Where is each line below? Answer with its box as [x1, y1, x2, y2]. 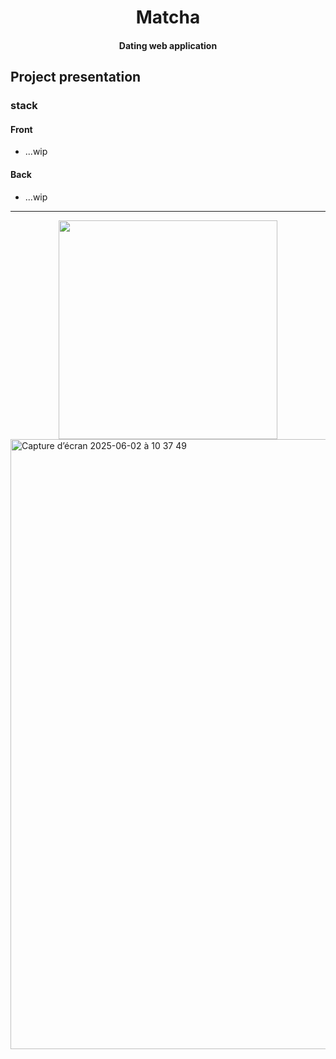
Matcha [135, 6, 201, 29]
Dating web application [118, 39, 218, 51]
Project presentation [10, 69, 142, 86]
